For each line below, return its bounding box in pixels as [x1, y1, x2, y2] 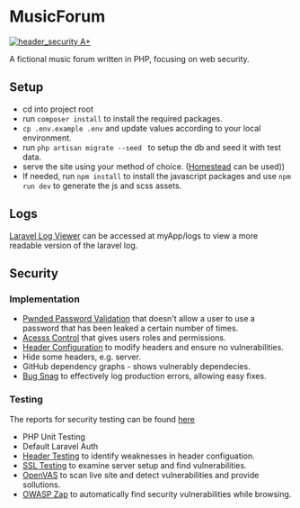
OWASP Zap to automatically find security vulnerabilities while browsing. [22, 488, 292, 499]
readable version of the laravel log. [9, 240, 138, 250]
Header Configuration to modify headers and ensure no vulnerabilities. [22, 342, 285, 353]
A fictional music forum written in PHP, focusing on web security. [9, 53, 250, 64]
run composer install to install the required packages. [22, 113, 223, 123]
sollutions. [22, 479, 61, 490]
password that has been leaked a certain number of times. [22, 322, 239, 334]
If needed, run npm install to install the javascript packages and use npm [22, 170, 292, 181]
